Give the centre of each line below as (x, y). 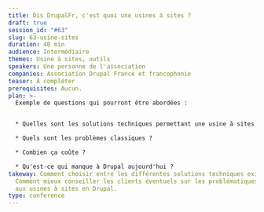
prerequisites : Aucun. (45, 88)
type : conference (37, 196)
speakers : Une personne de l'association (77, 67)
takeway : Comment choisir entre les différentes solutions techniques (126, 174)
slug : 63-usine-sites (44, 37)
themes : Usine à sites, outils (59, 60)
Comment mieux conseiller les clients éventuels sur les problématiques (137, 181)
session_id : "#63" (38, 30)
